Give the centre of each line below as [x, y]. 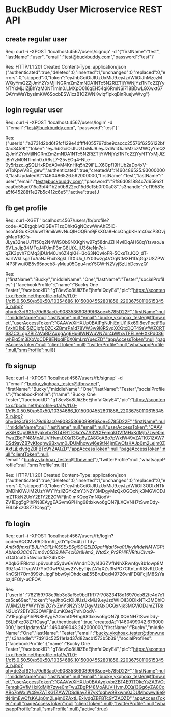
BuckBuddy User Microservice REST [84, 9]
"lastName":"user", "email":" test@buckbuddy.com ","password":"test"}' [80, 57]
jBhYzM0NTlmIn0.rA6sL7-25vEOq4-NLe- [49, 159]
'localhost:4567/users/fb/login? [80, 536]
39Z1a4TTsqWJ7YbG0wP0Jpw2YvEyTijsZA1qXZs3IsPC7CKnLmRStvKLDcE [84, 569]
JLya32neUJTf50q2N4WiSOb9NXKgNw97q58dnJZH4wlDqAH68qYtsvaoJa [85, 242]
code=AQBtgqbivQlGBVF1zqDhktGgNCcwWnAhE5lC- [61, 226]
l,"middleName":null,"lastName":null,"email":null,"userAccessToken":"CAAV [84, 427]
